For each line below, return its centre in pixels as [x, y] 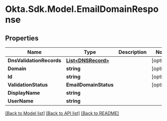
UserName [21, 101]
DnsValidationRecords [35, 60]
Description [133, 52]
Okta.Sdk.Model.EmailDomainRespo [82, 9]
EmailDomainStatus [90, 85]
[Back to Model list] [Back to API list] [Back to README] [62, 113]
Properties [22, 38]
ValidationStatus [28, 85]
